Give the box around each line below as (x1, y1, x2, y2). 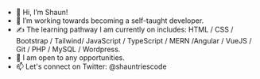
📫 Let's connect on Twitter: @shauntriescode (15, 62, 167, 71)
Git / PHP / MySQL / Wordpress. (15, 44, 121, 54)
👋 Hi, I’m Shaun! (15, 8, 68, 17)
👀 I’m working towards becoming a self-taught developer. (15, 16, 204, 25)
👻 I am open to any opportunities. (15, 53, 126, 62)
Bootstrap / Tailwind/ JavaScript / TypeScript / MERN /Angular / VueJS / (15, 36, 252, 45)
